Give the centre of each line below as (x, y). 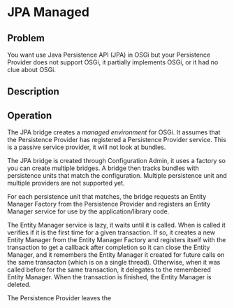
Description (33, 92)
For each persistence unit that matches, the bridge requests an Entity (107, 197)
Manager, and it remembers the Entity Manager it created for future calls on (116, 255)
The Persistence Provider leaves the (59, 298)
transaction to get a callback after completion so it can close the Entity (109, 247)
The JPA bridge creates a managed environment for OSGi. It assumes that (114, 132)
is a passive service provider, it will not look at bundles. (87, 147)
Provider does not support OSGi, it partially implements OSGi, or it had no (113, 62)
